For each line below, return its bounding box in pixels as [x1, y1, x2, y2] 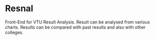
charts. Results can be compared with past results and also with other [5, 24, 146, 30]
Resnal [5, 3, 33, 14]
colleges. [5, 29, 23, 35]
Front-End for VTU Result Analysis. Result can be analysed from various [5, 19, 150, 25]
